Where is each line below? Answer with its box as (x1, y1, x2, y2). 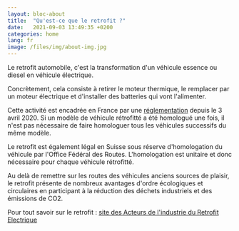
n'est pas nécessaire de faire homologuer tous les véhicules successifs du (7, 121, 227, 129)
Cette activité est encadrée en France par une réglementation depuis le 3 (7, 106, 223, 114)
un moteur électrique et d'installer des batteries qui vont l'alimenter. (7, 92, 207, 101)
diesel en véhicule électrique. (7, 71, 94, 79)
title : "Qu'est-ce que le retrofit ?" (7, 17, 126, 24)
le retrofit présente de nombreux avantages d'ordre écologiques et (7, 179, 203, 188)
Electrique (7, 215, 38, 224)
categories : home (7, 30, 59, 38)
